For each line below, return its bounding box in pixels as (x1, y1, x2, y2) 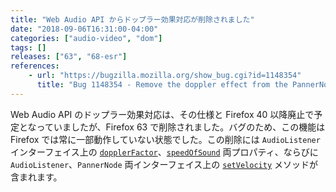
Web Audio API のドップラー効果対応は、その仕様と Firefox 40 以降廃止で (10, 108, 315, 120)
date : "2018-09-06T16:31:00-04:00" (10, 24, 159, 34)
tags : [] (10, 42, 47, 53)
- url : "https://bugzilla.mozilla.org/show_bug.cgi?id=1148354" (28, 71, 302, 81)
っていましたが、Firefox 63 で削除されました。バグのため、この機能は (36, 121, 326, 133)
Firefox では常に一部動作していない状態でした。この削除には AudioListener (10, 133, 321, 145)
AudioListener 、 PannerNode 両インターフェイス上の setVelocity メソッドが (10, 158, 318, 170)
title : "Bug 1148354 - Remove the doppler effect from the (36, 80, 288, 90)
